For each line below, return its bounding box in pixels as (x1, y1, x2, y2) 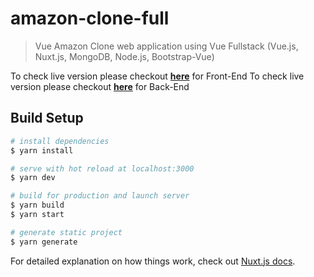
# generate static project (10, 227, 123, 237)
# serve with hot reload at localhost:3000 (10, 163, 195, 174)
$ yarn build (10, 200, 65, 211)
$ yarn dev (10, 173, 56, 183)
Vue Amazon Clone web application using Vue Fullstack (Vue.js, (34, 40, 299, 52)
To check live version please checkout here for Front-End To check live (10, 70, 305, 82)
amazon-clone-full (10, 7, 170, 30)
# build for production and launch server (10, 191, 190, 201)
